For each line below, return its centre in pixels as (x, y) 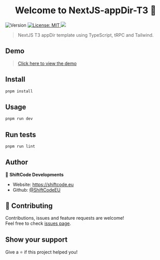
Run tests (21, 135)
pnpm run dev (19, 119)
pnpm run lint (20, 146)
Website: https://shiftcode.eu (43, 184)
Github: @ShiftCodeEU (36, 190)
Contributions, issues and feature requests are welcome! (65, 218)
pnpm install (19, 91)
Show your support (36, 239)
